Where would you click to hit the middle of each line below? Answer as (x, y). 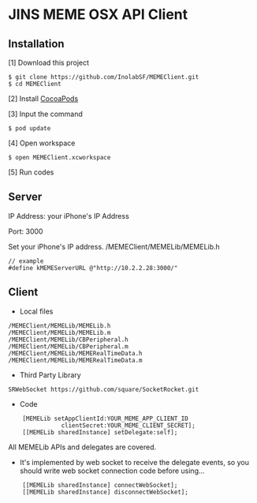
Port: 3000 (26, 231)
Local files (36, 311)
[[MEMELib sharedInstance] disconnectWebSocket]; (106, 492)
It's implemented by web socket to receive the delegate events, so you (134, 462)
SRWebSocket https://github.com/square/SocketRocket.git (104, 389)
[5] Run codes (31, 172)
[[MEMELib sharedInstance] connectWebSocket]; (100, 485)
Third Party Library (50, 375)
